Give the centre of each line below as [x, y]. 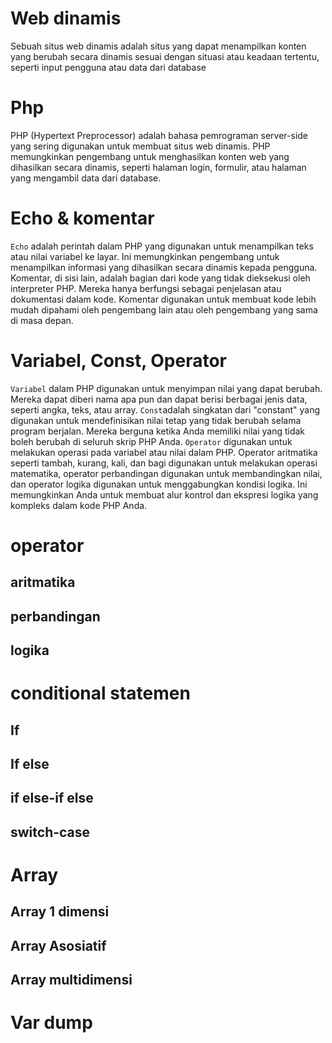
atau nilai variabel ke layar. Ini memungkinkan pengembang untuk [145, 256]
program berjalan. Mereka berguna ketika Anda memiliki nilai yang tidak [158, 431]
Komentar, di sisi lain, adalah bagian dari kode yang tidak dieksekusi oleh [160, 278]
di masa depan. [42, 320]
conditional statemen [100, 693]
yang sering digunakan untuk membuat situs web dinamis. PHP [140, 146]
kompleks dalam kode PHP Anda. [79, 505]
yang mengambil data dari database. [86, 178]
